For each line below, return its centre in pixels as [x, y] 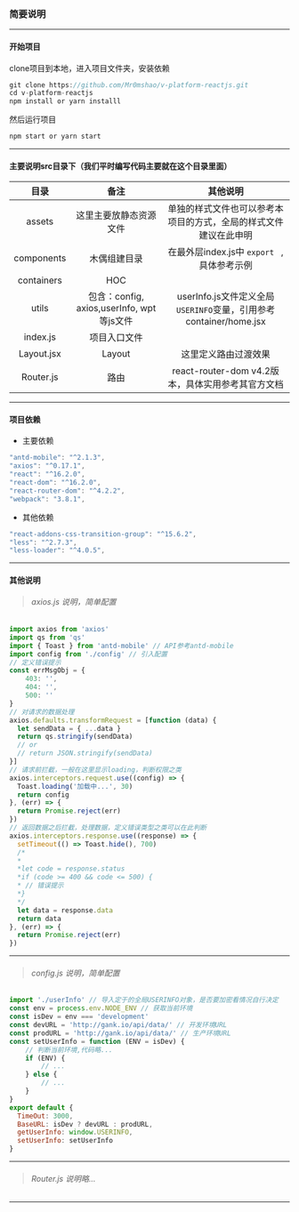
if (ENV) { [45, 1058]
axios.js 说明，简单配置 [73, 602]
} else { [41, 1075]
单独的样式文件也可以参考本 [226, 209]
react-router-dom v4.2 [222, 371]
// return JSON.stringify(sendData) [85, 753]
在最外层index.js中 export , [226, 253]
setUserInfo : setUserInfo [65, 1141]
